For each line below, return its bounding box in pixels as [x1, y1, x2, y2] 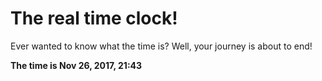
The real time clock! [10, 7, 178, 30]
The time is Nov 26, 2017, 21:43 [10, 59, 143, 71]
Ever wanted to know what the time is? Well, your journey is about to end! [10, 40, 313, 52]
